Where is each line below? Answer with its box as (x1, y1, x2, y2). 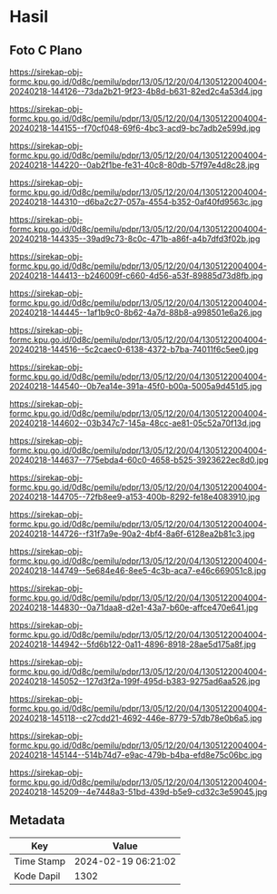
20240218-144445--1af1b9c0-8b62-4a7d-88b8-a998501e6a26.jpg (9, 307, 262, 318)
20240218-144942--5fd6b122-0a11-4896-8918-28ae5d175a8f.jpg (9, 639, 256, 650)
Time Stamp (14, 855, 66, 868)
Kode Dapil (14, 869, 61, 882)
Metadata (9, 812, 65, 828)
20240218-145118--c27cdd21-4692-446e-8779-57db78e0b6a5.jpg (9, 712, 262, 723)
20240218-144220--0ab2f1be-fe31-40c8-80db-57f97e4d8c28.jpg (9, 160, 261, 170)
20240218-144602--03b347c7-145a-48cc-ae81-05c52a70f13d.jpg (9, 418, 262, 428)
